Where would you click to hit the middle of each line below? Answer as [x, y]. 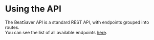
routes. [12, 27]
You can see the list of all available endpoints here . [56, 32]
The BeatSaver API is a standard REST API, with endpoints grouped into [77, 22]
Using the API [33, 9]
